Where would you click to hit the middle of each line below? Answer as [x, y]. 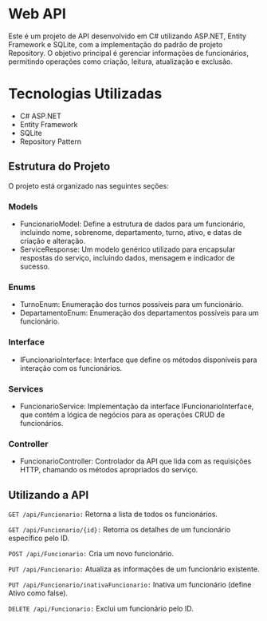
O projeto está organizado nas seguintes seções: [89, 185]
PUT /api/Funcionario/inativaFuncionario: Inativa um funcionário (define [130, 584]
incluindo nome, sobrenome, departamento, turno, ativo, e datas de [131, 232]
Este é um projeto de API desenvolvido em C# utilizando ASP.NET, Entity [128, 36]
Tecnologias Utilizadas [85, 94]
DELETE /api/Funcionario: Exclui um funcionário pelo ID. [101, 608]
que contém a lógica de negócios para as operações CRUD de [122, 414]
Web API [37, 14]
